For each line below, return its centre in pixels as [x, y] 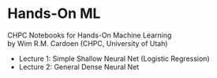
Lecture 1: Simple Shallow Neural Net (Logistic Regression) [114, 58]
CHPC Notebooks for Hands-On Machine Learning [90, 35]
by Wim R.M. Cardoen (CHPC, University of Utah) [88, 43]
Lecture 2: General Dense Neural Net [79, 66]
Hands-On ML [54, 14]
